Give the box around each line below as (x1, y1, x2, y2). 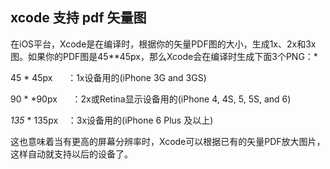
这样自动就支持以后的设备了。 (10, 148, 133, 160)
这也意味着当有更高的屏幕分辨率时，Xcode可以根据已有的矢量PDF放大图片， (10, 135, 326, 147)
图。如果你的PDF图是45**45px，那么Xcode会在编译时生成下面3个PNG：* (10, 50, 318, 62)
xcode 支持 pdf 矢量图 (10, 9, 147, 27)
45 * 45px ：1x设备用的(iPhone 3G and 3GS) (10, 71, 207, 83)
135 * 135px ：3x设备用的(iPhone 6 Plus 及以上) (10, 114, 214, 126)
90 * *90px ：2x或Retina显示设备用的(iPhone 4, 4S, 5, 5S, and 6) (10, 93, 292, 105)
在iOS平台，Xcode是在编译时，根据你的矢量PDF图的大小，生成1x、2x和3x (10, 38, 317, 50)
